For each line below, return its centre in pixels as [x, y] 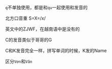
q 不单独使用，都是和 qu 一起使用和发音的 [46, 7]
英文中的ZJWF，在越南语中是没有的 [43, 29]
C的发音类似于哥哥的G [29, 40]
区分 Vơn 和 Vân [19, 61]
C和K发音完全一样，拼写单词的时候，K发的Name [56, 50]
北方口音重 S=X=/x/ [26, 18]
